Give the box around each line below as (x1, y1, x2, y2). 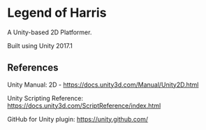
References (7, 62, 59, 74)
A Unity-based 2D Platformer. (7, 28, 92, 36)
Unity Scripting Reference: (7, 94, 84, 102)
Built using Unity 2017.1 (7, 41, 73, 50)
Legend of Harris (7, 5, 107, 21)
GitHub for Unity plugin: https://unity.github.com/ (7, 115, 149, 123)
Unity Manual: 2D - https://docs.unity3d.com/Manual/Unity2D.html (7, 80, 199, 89)
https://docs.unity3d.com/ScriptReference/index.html (7, 101, 161, 110)
